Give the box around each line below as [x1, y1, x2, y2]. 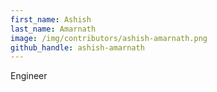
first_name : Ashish [10, 14, 92, 25]
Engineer [10, 70, 48, 82]
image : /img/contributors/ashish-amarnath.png [10, 33, 208, 43]
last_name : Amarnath [10, 24, 97, 34]
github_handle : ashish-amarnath [10, 42, 145, 53]
